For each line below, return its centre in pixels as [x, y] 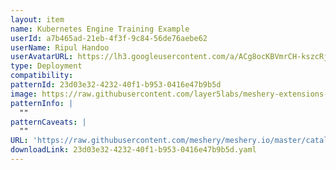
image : [24, 94]
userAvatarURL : [42, 57]
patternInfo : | [42, 103]
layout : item [37, 19]
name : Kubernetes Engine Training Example [100, 29]
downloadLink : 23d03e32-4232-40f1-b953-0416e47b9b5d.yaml [133, 150]
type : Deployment [46, 66]
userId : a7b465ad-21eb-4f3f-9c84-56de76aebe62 [109, 38]
